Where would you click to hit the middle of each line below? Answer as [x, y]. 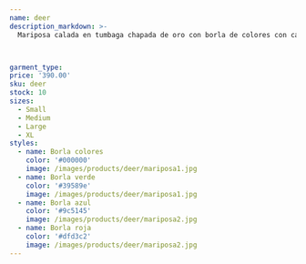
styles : [24, 143]
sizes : [22, 101]
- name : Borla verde [56, 177]
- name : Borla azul [55, 203]
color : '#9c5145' [59, 211]
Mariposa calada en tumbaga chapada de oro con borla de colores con [152, 35]
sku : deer [28, 84]
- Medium [34, 118]
